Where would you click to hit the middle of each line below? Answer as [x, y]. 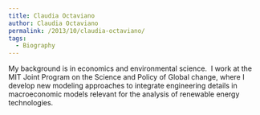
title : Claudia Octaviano [51, 16]
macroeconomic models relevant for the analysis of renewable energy [124, 94]
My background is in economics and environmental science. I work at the [130, 68]
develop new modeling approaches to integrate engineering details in [123, 86]
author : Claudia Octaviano [53, 23]
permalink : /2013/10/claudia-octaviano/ [77, 31]
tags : [17, 38]
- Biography [36, 46]
